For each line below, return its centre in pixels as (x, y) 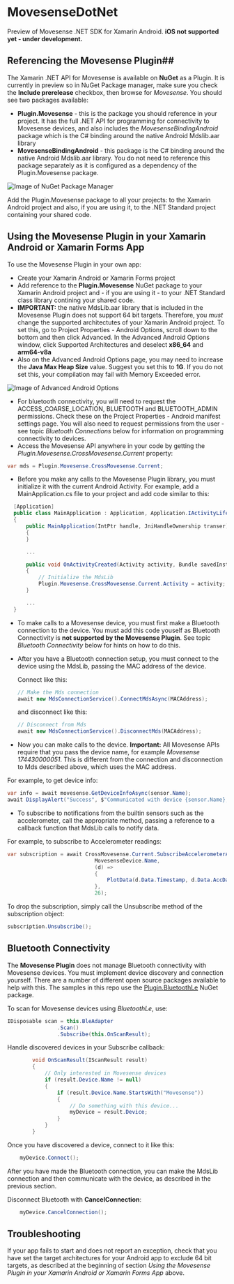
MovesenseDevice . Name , (127, 860)
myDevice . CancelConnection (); (64, 1212)
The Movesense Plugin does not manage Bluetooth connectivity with (107, 965)
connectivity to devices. (52, 438)
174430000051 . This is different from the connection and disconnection (120, 760)
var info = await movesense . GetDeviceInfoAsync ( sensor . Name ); (99, 793)
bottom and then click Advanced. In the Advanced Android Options (114, 337)
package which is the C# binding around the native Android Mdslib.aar (118, 135)
